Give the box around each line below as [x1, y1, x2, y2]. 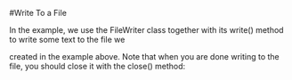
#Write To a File [9, 8, 67, 18]
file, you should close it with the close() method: [9, 61, 186, 71]
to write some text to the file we [9, 35, 126, 44]
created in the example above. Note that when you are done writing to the [9, 52, 280, 61]
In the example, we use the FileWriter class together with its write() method [9, 25, 284, 35]
